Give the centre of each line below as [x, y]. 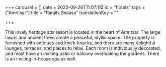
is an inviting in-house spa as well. [41, 59]
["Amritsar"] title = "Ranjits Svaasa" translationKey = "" [62, 13]
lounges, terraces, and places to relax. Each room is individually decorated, [83, 48]
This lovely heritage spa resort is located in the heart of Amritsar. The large [83, 32]
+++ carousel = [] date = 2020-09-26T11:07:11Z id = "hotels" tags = [75, 7]
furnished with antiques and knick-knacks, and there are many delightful [80, 43]
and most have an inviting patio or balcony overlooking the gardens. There [82, 53]
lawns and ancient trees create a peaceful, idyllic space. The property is [80, 38]
